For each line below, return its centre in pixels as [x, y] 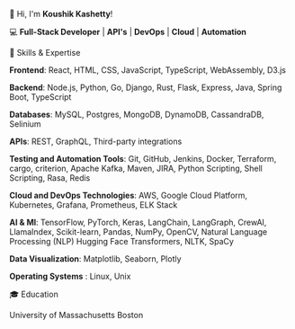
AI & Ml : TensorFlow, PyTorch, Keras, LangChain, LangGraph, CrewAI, [138, 222]
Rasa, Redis [69, 178]
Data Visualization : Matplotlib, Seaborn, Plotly [95, 259]
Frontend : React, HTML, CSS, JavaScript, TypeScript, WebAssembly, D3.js [147, 70]
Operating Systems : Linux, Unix [70, 276]
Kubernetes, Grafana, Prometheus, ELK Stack [94, 205]
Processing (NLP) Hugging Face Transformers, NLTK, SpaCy [121, 241]
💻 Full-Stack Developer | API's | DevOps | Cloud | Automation [128, 32]
